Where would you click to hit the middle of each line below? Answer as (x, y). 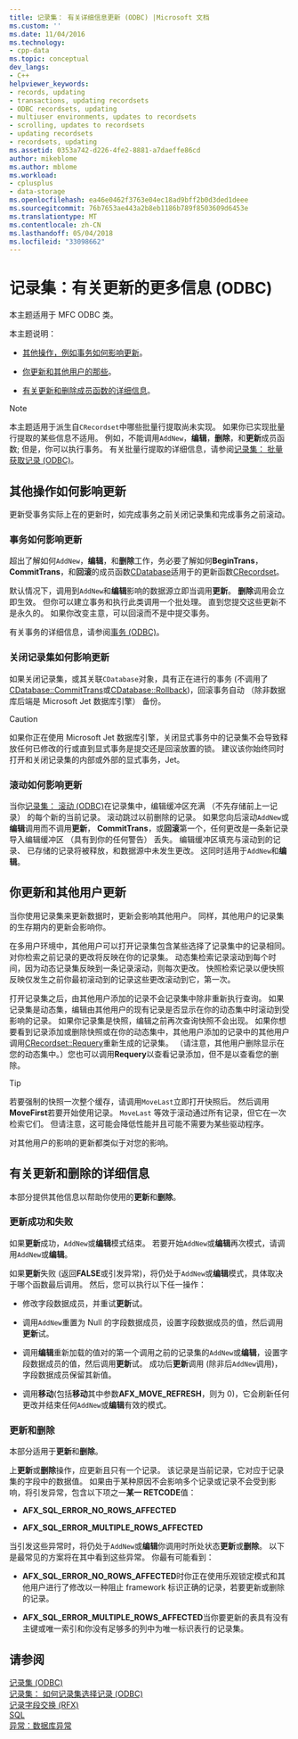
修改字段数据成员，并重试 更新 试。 (85, 1303)
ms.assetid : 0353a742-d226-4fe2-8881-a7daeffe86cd (105, 150)
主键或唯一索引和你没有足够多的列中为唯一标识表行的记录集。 (135, 1628)
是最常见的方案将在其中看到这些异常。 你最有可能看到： (112, 1557)
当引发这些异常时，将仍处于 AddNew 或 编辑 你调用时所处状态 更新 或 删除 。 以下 (147, 1546)
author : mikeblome (43, 158)
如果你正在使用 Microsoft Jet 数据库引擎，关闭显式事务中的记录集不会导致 (145, 737)
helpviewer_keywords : (49, 84)
